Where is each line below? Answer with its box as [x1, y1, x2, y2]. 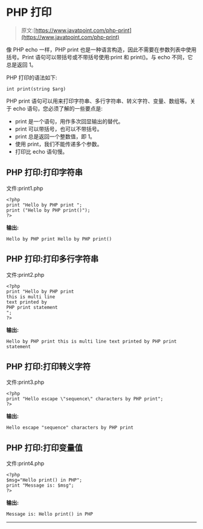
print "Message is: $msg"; [6, 482, 74, 488]
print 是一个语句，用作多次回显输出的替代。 [14, 117, 124, 125]
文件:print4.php [6, 460, 45, 467]
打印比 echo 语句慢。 [14, 148, 68, 155]
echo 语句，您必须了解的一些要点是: [13, 105, 103, 112]
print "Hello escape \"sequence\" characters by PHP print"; [6, 396, 164, 402]
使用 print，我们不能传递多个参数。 [14, 140, 103, 148]
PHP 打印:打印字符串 [6, 167, 83, 178]
